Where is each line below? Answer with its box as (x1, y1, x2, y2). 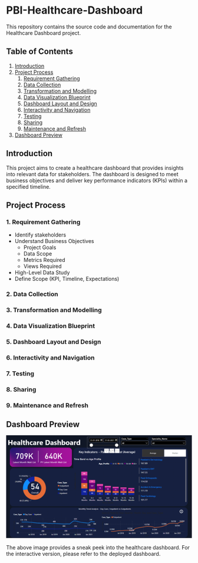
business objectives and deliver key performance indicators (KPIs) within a (6, 177, 187, 184)
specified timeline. (6, 183, 51, 190)
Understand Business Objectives (14, 238, 94, 245)
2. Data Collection (6, 290, 58, 299)
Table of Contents (6, 47, 74, 57)
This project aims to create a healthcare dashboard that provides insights (6, 164, 184, 172)
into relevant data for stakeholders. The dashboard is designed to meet (6, 170, 179, 177)
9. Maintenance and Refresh (6, 401, 89, 409)
